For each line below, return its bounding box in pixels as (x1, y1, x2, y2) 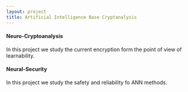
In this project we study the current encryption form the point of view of (6, 46, 182, 53)
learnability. (6, 52, 35, 59)
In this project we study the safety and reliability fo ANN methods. (6, 78, 168, 86)
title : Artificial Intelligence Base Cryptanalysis (6, 14, 137, 20)
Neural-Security (6, 66, 48, 73)
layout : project (6, 8, 46, 15)
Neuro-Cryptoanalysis (6, 33, 64, 40)
